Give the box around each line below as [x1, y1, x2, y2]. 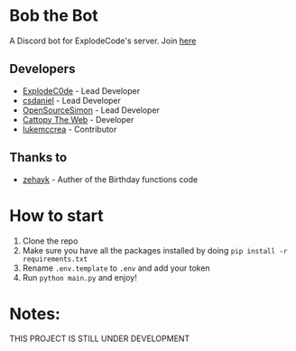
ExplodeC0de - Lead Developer [22, 85, 141, 96]
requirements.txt [22, 254, 88, 263]
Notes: [9, 303, 61, 324]
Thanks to [9, 150, 68, 165]
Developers [9, 61, 76, 77]
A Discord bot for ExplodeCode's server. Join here [9, 35, 197, 46]
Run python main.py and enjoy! [22, 272, 137, 282]
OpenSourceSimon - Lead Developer [22, 105, 161, 115]
